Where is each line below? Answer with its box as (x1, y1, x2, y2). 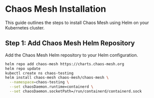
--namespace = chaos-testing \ (9, 80, 69, 85)
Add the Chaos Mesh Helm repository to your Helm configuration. (5, 52, 138, 58)
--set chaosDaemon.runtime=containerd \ (9, 84, 93, 89)
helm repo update (5, 66, 41, 71)
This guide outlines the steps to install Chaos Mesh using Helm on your (5, 20, 149, 25)
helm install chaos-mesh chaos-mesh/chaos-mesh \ (5, 75, 109, 80)
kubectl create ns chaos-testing (5, 71, 74, 75)
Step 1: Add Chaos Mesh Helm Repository (5, 39, 135, 48)
